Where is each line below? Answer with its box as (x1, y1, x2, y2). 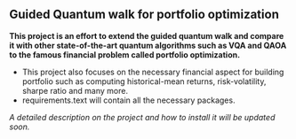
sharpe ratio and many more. (21, 85, 129, 96)
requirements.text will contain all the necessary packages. (21, 95, 236, 105)
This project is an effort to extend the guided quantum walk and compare (9, 30, 284, 41)
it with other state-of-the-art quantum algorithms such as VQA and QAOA (9, 40, 287, 50)
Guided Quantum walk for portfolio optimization (9, 7, 280, 22)
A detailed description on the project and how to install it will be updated (9, 112, 276, 122)
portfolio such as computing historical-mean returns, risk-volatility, (21, 75, 267, 87)
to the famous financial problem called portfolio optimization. (9, 49, 241, 60)
